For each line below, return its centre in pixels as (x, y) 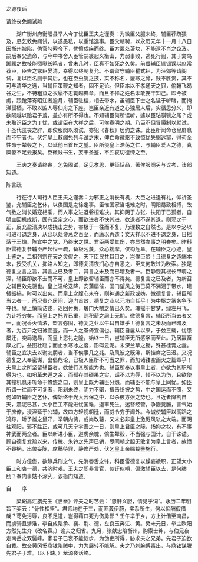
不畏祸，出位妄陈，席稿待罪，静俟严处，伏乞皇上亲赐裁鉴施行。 (83, 449)
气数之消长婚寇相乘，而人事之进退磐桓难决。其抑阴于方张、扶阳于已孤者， (96, 212)
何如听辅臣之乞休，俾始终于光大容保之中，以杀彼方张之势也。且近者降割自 (96, 397)
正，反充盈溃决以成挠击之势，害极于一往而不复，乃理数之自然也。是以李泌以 (99, 227)
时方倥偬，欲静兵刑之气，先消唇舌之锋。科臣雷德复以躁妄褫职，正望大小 (104, 461)
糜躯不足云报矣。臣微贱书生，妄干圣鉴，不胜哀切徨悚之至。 (78, 152)
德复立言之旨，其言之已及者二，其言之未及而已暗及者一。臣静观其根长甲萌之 (99, 271)
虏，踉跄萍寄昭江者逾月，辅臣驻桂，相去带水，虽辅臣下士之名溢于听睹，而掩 (99, 100)
